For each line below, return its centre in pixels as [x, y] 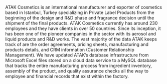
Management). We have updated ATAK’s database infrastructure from [77, 55]
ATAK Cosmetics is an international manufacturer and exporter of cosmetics [83, 7]
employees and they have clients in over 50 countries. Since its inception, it [83, 28]
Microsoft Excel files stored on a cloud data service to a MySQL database [81, 60]
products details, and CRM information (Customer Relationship [70, 50]
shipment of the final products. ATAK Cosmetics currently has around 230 [81, 23]
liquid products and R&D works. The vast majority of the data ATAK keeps [81, 39]
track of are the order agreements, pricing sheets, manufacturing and [77, 44]
